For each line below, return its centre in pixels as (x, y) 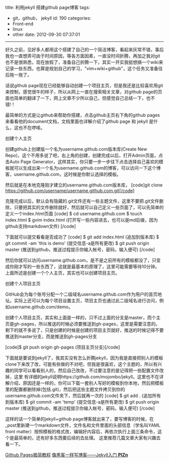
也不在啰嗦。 (32, 128)
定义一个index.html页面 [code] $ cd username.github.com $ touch (74, 214)
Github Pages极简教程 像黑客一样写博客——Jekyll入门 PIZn (67, 455)
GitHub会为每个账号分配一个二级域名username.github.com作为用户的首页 (81, 294)
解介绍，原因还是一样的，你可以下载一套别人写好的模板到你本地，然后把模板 (84, 383)
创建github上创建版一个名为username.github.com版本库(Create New (76, 149)
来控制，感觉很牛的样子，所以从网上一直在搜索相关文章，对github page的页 (84, 92)
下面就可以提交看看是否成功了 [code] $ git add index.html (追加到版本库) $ (82, 237)
